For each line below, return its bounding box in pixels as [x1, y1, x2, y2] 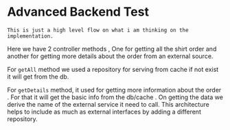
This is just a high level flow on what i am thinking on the [7, 27, 189, 34]
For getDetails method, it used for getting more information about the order [7, 86, 222, 94]
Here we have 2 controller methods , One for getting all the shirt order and [7, 44, 217, 53]
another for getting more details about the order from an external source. [7, 52, 214, 60]
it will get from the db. [7, 73, 69, 81]
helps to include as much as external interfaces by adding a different [7, 107, 201, 116]
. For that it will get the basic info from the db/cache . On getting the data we [7, 93, 223, 101]
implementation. [7, 32, 54, 40]
